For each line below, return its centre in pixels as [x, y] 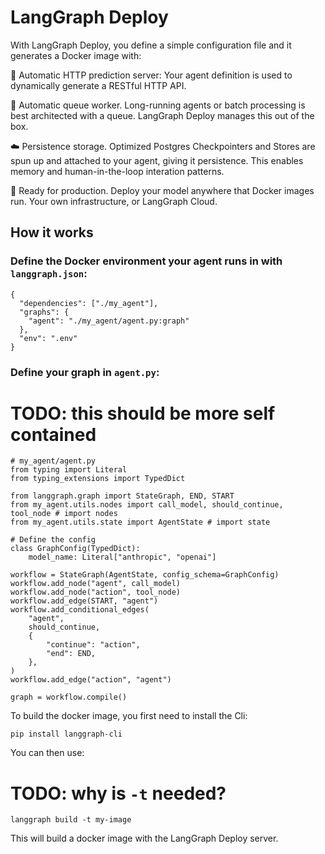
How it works [52, 232]
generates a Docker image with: [76, 55]
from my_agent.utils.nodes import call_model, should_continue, [147, 505]
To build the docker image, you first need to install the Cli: [129, 716]
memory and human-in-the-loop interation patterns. [117, 171]
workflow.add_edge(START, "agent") [84, 601]
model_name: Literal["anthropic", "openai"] [122, 557]
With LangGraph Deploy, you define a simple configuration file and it [151, 45]
